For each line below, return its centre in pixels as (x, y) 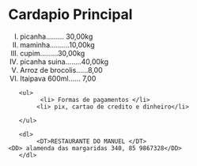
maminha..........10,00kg (57, 44)
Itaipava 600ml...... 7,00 (58, 78)
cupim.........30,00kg (52, 53)
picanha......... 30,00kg (56, 36)
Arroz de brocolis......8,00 (61, 70)
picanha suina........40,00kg (64, 62)
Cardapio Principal (70, 15)
